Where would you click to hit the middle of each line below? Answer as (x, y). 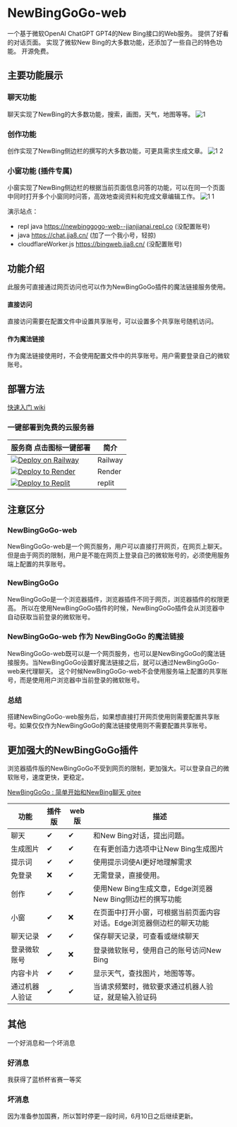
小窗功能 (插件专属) (40, 171)
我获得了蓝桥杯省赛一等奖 (44, 1080)
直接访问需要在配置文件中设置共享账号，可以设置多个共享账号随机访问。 (112, 321)
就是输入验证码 (132, 997)
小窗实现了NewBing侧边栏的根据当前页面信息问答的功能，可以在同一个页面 (116, 188)
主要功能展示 (35, 76)
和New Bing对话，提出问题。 (141, 835)
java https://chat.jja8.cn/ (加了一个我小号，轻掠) (87, 235)
